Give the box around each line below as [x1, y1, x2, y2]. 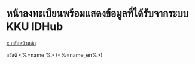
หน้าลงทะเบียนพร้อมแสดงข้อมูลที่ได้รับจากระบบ [6, 7, 189, 20]
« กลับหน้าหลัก [6, 39, 36, 47]
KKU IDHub [6, 20, 63, 33]
